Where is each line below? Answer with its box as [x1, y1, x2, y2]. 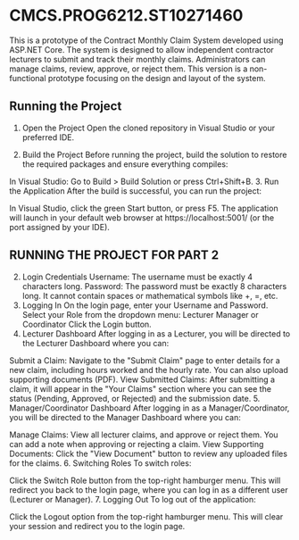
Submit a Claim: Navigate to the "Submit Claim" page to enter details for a [9, 354, 281, 366]
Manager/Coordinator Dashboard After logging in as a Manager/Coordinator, [9, 403, 290, 413]
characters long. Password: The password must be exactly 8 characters [21, 280, 287, 291]
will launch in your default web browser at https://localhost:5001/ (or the [9, 212, 275, 223]
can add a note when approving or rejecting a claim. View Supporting [9, 438, 264, 449]
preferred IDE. [21, 131, 75, 143]
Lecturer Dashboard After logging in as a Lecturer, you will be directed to [21, 328, 291, 339]
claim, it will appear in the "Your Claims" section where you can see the [9, 383, 272, 394]
